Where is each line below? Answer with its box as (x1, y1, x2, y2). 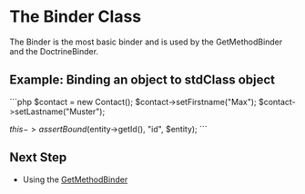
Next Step (9, 150, 67, 165)
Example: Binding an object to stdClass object (9, 73, 276, 88)
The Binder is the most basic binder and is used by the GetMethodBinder (9, 36, 283, 47)
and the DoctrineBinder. (9, 45, 98, 56)
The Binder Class (9, 6, 142, 27)
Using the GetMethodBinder (22, 174, 128, 185)
